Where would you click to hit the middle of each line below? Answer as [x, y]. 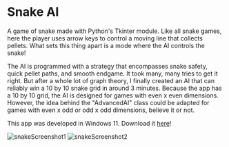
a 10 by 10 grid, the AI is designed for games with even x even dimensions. [113, 95]
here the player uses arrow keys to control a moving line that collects [105, 38]
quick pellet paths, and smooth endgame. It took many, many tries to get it [113, 73]
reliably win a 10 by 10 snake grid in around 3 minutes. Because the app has [114, 88]
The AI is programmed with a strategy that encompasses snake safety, [108, 66]
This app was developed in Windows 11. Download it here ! [89, 123]
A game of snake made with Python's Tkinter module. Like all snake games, [114, 31]
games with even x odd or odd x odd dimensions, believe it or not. [101, 110]
